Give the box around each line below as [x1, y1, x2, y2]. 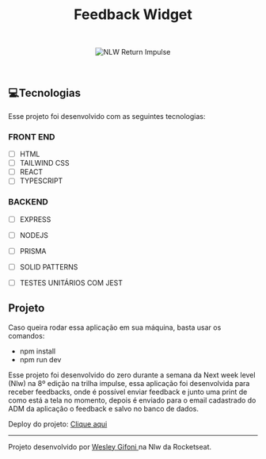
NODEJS [19, 230, 49, 239]
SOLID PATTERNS [19, 262, 78, 271]
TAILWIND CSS [19, 159, 70, 168]
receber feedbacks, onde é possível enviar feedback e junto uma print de [8, 387, 248, 396]
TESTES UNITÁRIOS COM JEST [19, 277, 123, 287]
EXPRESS [19, 214, 51, 224]
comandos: [8, 331, 45, 340]
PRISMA [19, 246, 47, 255]
